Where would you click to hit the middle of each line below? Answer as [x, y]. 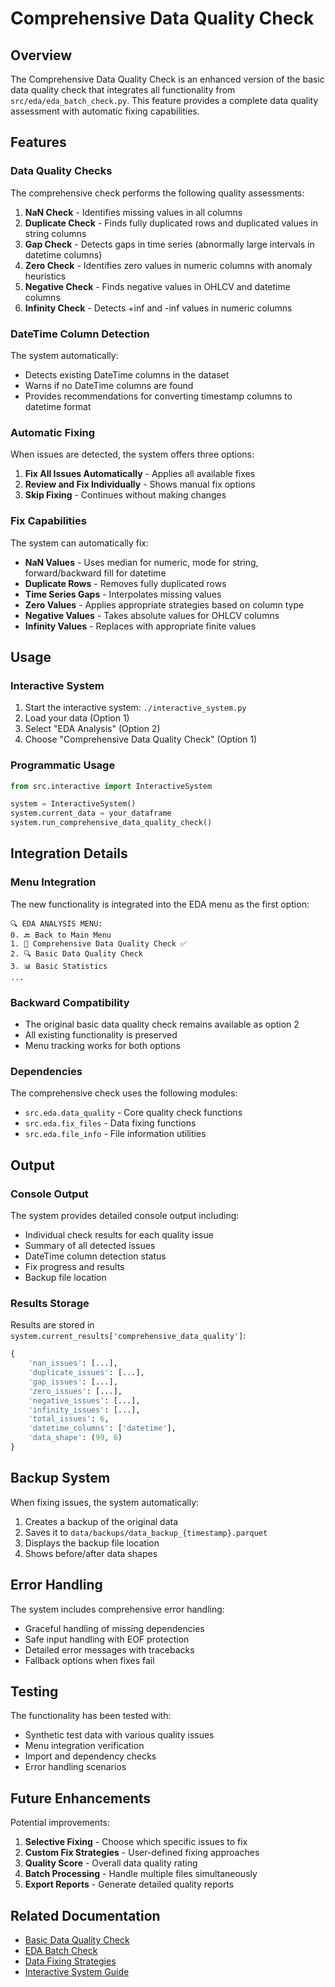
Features [38, 142]
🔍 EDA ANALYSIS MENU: [56, 923]
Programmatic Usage [63, 765]
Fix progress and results [74, 1267]
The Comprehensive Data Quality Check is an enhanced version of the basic [167, 79]
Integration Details [69, 853]
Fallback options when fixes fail [89, 1660]
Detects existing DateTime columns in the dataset [127, 374]
